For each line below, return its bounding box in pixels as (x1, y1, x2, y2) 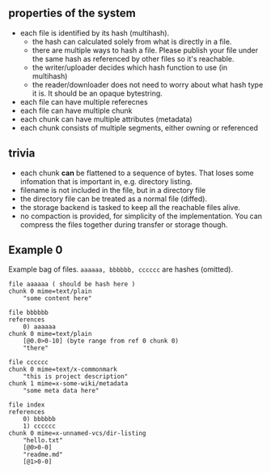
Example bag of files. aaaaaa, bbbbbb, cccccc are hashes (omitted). (8, 264, 233, 274)
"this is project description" (23, 372, 129, 381)
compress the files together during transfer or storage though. (19, 219, 228, 230)
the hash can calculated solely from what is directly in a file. (32, 37, 232, 46)
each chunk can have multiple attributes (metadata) (19, 114, 193, 124)
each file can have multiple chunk (19, 105, 133, 115)
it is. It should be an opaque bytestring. (32, 88, 163, 98)
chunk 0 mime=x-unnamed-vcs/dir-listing (8, 429, 147, 437)
